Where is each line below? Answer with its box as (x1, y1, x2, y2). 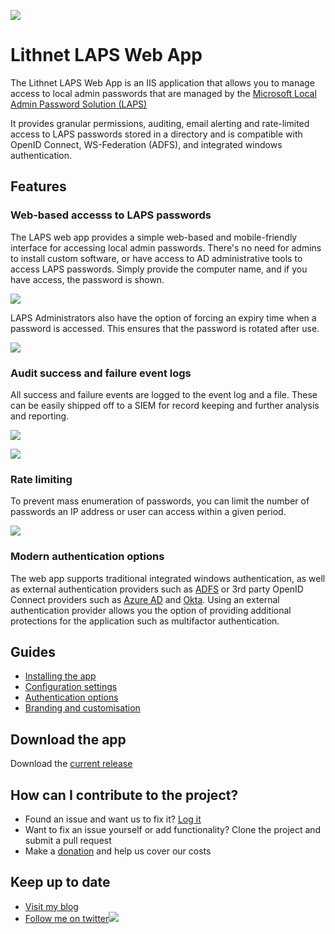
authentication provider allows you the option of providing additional (10, 604, 292, 616)
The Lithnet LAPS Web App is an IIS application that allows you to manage (10, 76, 315, 89)
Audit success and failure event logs (10, 366, 192, 380)
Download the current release (10, 758, 133, 770)
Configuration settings (24, 681, 118, 693)
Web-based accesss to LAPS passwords (10, 208, 212, 222)
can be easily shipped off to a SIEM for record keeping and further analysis (10, 399, 320, 411)
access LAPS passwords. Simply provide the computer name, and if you (10, 263, 308, 275)
